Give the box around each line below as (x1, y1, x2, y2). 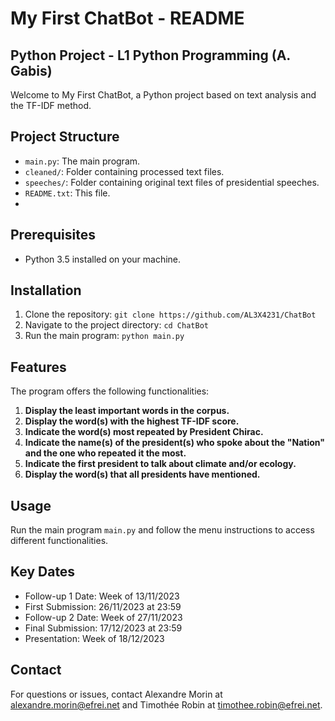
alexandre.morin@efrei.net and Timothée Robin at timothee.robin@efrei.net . (10, 698, 323, 711)
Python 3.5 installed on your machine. (24, 253, 182, 265)
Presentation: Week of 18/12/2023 (24, 632, 165, 644)
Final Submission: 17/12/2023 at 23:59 (24, 622, 183, 634)
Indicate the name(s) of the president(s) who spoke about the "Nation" (24, 437, 325, 449)
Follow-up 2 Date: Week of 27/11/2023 (24, 611, 183, 623)
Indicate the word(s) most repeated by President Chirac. (24, 426, 264, 438)
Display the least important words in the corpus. (24, 405, 230, 417)
